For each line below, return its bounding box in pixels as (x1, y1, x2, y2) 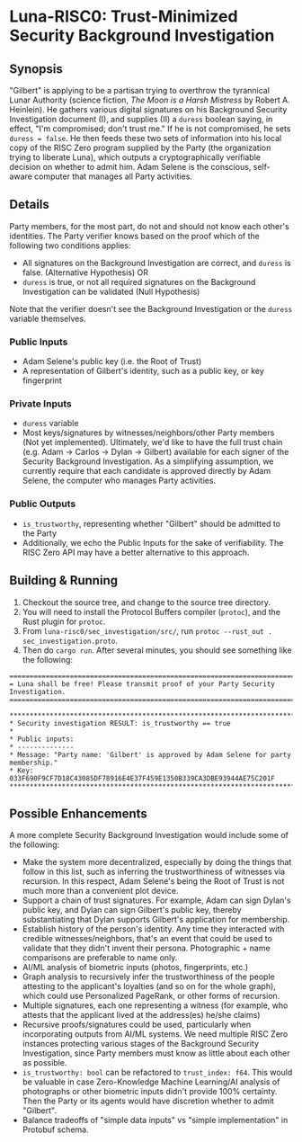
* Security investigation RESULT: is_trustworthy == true (9, 718, 231, 727)
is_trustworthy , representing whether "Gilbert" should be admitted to (22, 518, 281, 529)
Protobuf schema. (22, 1124, 89, 1135)
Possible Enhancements (9, 806, 148, 821)
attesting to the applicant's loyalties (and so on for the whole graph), (22, 981, 276, 992)
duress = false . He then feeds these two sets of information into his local (9, 133, 282, 143)
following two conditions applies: (9, 240, 132, 251)
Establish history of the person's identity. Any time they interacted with (22, 923, 285, 934)
